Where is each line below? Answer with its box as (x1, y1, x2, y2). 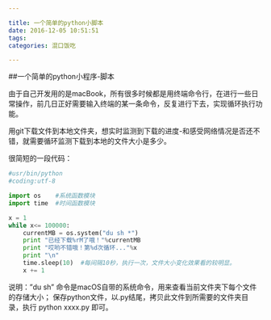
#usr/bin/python (8, 170, 63, 178)
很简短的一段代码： (8, 154, 73, 163)
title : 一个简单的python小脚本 (8, 19, 104, 27)
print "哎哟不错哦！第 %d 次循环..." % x (23, 244, 137, 252)
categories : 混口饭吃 (8, 41, 77, 49)
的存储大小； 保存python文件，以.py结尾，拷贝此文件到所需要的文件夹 (8, 292, 242, 301)
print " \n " (23, 251, 60, 259)
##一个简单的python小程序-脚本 (8, 72, 115, 82)
